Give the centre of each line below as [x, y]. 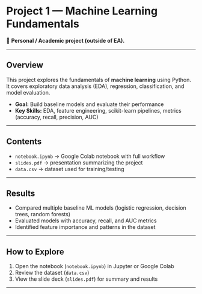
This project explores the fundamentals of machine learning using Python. [99, 80]
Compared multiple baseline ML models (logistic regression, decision [100, 208]
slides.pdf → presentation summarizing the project [79, 162]
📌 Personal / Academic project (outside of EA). [66, 40]
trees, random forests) [43, 214]
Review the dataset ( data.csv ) [52, 273]
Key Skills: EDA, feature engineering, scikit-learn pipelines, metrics [98, 110]
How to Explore [35, 252]
